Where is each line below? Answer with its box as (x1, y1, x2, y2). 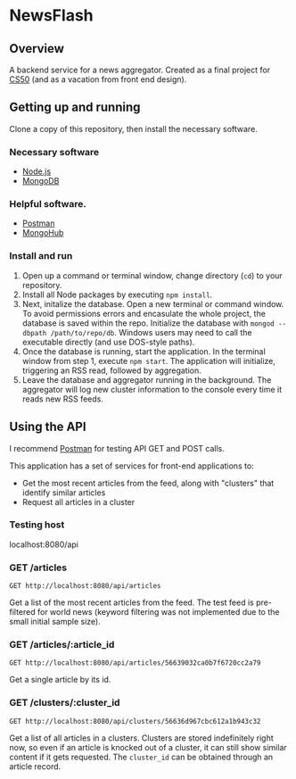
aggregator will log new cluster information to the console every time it (21, 384, 283, 394)
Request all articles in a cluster (21, 496, 136, 507)
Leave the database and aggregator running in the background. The (21, 374, 272, 385)
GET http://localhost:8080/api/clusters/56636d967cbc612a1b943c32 (9, 717, 261, 725)
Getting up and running (9, 100, 141, 115)
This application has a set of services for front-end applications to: (9, 460, 254, 471)
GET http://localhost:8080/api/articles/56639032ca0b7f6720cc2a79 (9, 659, 261, 667)
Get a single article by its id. (9, 675, 111, 685)
